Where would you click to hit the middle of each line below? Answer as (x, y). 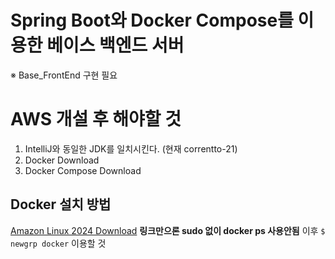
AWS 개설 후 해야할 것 (96, 119)
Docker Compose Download (83, 170)
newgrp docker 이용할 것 (58, 243)
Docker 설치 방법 (61, 204)
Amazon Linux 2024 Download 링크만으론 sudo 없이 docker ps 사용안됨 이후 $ (168, 230)
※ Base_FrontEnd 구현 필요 (64, 75)
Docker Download (62, 160)
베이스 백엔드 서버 (115, 45)
